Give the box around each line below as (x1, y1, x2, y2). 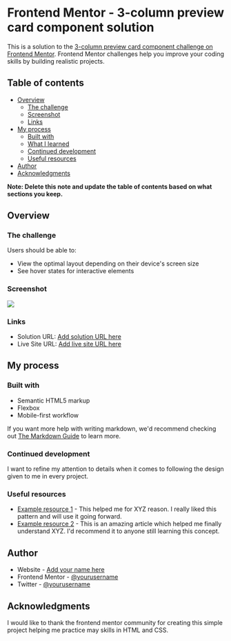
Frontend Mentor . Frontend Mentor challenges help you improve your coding (7, 50, 225, 58)
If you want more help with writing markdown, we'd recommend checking (7, 424, 217, 433)
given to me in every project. (7, 472, 88, 481)
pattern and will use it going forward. (17, 512, 122, 521)
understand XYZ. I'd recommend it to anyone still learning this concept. (17, 527, 220, 535)
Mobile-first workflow (17, 411, 79, 419)
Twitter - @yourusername (17, 580, 91, 588)
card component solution (7, 19, 154, 35)
